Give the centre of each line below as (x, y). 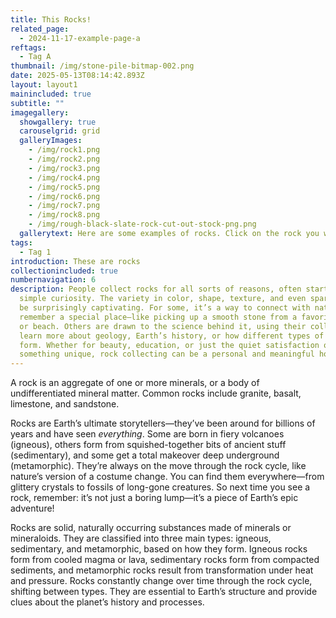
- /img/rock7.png (64, 206)
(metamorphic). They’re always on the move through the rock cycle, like (158, 466)
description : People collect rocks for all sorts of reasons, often (156, 289)
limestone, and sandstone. (65, 404)
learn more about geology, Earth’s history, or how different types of (172, 336)
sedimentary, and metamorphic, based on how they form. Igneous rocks (159, 549)
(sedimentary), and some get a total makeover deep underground (145, 455)
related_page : (40, 29)
